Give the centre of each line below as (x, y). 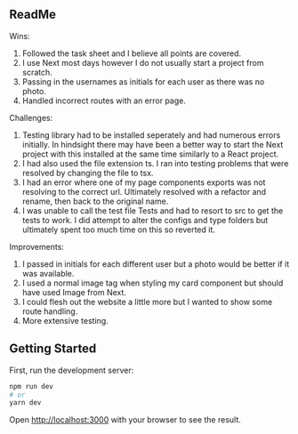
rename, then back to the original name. (95, 201)
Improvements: (37, 246)
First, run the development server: (72, 370)
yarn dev (25, 403)
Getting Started (53, 349)
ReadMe (32, 15)
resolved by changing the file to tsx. (88, 173)
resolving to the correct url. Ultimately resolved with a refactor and (144, 191)
